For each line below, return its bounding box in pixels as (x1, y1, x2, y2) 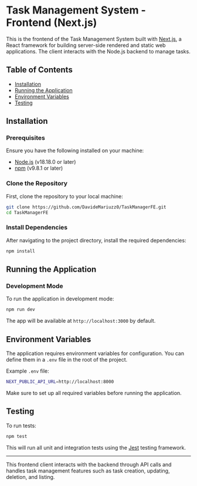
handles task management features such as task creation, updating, (6, 467, 170, 474)
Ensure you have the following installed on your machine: (6, 147, 144, 154)
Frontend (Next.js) (6, 16, 97, 29)
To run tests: (6, 422, 36, 429)
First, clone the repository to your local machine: (6, 193, 123, 200)
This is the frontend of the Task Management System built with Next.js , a (6, 35, 182, 42)
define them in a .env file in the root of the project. (6, 356, 128, 363)
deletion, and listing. (6, 473, 55, 480)
